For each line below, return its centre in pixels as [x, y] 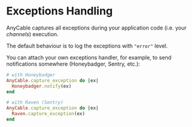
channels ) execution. [32, 34]
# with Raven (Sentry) [35, 103]
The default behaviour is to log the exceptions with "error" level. [87, 46]
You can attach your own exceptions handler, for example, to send [89, 57]
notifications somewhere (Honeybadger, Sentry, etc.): [73, 64]
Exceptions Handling [60, 11]
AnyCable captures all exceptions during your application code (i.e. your [96, 28]
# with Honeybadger [31, 75]
